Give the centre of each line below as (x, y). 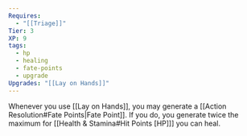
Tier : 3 (21, 31)
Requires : (25, 16)
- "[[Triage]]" (41, 23)
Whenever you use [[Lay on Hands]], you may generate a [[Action (117, 106)
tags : (17, 46)
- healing (32, 61)
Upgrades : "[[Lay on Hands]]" (59, 83)
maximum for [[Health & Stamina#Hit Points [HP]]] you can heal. (115, 123)
